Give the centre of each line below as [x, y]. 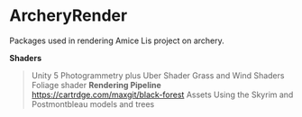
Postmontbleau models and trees [93, 103]
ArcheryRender [69, 16]
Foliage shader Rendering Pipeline [96, 85]
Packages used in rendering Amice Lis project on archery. [117, 40]
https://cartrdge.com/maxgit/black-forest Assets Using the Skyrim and [162, 94]
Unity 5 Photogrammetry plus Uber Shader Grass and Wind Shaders [158, 75]
